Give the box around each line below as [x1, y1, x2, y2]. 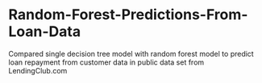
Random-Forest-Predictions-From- [8, 6, 248, 24]
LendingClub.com [8, 65, 68, 75]
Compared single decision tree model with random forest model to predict [8, 49, 254, 58]
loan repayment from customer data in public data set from [8, 57, 205, 67]
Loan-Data [8, 22, 81, 41]
